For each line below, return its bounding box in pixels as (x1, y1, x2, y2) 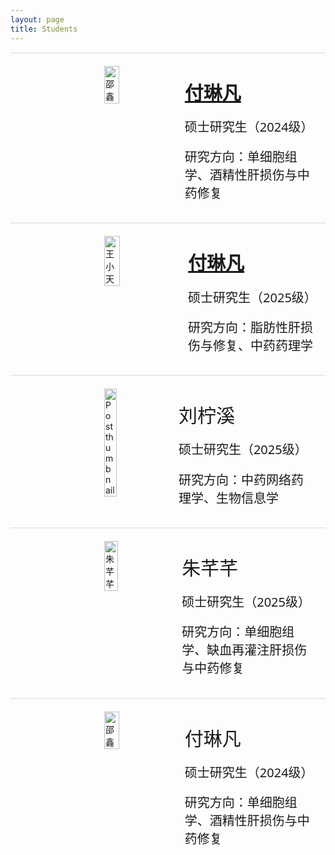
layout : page (10, 14, 65, 25)
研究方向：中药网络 (178, 471, 292, 489)
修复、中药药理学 (213, 336, 314, 355)
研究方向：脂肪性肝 (188, 318, 302, 336)
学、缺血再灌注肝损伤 (181, 641, 308, 660)
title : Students (10, 24, 78, 34)
